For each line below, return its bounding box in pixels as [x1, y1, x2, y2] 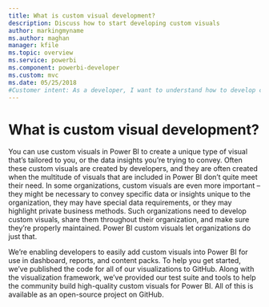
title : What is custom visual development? [8, 11, 156, 20]
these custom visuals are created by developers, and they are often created [8, 164, 258, 173]
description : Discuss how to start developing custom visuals [8, 19, 220, 27]
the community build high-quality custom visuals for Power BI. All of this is [8, 281, 254, 291]
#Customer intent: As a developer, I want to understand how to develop [8, 86, 256, 94]
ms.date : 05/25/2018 [8, 78, 78, 86]
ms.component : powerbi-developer [8, 64, 120, 72]
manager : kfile [8, 42, 59, 50]
